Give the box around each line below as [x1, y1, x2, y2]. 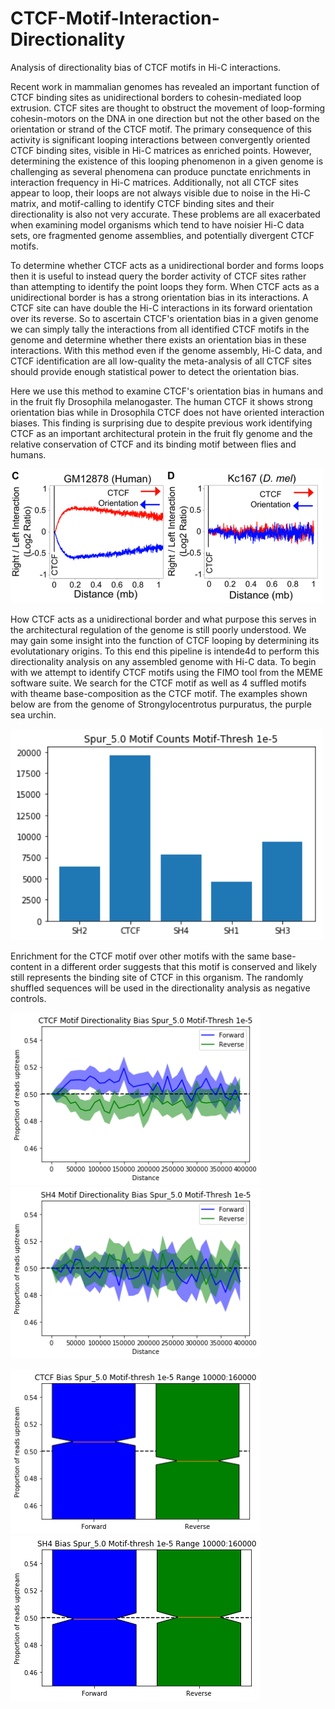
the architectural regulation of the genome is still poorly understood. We [10, 624, 307, 636]
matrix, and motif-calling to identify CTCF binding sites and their [10, 197, 275, 209]
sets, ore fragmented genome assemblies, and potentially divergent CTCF [10, 229, 315, 241]
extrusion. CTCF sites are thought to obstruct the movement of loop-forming [10, 102, 326, 114]
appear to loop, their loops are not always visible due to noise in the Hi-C [10, 187, 311, 199]
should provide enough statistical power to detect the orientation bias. [10, 365, 300, 377]
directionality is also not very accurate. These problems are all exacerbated [10, 208, 321, 220]
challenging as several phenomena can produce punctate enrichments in [10, 165, 311, 177]
